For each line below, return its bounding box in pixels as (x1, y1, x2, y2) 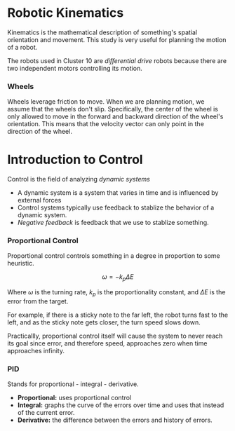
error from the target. (7, 297, 69, 306)
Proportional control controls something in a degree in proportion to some (7, 252, 220, 260)
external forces (17, 196, 62, 205)
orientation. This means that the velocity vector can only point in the (7, 120, 205, 128)
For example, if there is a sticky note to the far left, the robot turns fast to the (7, 310, 229, 320)
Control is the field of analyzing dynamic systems (7, 175, 151, 184)
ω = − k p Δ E (102, 273, 134, 283)
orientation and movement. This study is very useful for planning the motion (7, 35, 227, 43)
